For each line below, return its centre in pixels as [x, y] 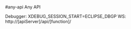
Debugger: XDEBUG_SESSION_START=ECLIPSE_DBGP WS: [66, 16]
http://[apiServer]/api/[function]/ [38, 22]
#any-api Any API [23, 7]
